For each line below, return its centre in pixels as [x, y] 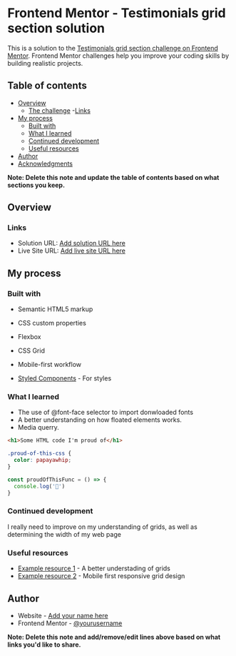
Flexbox [29, 337]
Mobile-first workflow [50, 365]
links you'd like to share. [44, 645]
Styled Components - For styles [65, 378]
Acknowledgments [45, 163]
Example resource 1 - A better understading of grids [94, 568]
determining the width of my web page [64, 534]
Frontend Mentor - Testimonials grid [117, 13]
